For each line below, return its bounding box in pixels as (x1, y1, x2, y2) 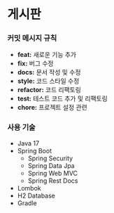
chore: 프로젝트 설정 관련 (17, 103, 87, 112)
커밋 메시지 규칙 (7, 33, 57, 43)
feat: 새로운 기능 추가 (17, 51, 77, 59)
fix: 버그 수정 (17, 59, 54, 67)
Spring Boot (17, 146, 52, 155)
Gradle (17, 198, 37, 207)
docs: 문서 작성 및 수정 (17, 68, 81, 77)
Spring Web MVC (27, 169, 78, 177)
